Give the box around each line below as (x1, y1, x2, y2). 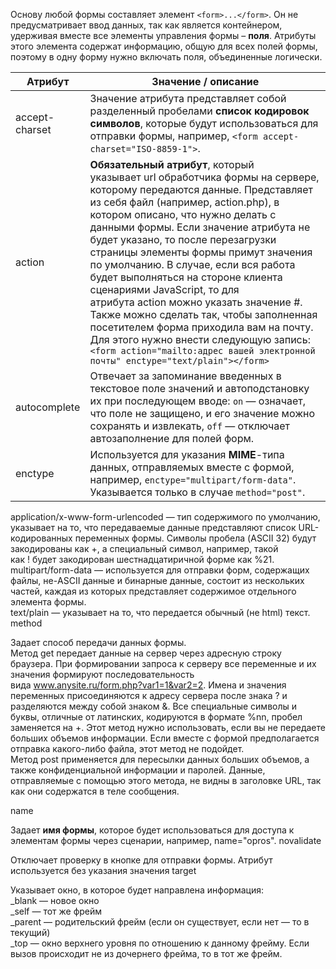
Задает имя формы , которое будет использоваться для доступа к (10, 824, 295, 836)
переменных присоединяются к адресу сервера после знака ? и (10, 690, 288, 701)
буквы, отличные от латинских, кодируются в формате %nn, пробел (10, 711, 303, 723)
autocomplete (15, 400, 81, 414)
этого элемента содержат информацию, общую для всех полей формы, (10, 40, 318, 52)
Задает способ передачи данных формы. (10, 637, 187, 648)
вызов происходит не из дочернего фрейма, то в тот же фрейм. (10, 948, 283, 959)
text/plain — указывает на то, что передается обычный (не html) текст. (10, 607, 311, 618)
